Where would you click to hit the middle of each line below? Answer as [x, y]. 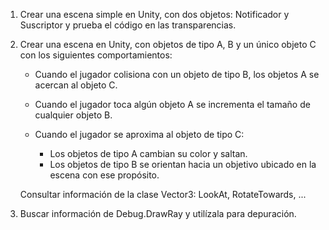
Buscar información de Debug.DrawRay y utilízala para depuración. [158, 213]
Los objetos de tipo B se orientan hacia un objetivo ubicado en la [183, 164]
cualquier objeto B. [73, 115]
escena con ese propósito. [104, 175]
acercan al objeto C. [76, 85]
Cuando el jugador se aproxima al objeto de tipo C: [139, 134]
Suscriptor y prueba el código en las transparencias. [128, 25]
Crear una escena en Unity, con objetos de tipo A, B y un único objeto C [168, 44]
